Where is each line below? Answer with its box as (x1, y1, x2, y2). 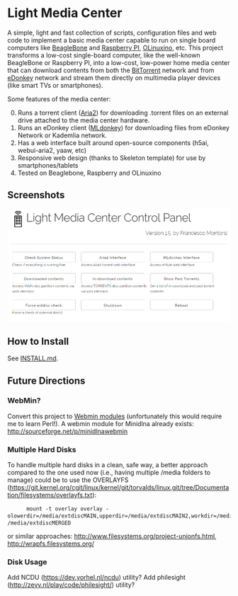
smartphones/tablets (17, 161, 79, 169)
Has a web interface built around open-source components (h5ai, (17, 138, 209, 147)
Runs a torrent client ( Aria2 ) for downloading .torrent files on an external (17, 108, 229, 117)
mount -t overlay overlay (25, 505, 103, 512)
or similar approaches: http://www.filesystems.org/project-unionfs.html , (7, 532, 217, 541)
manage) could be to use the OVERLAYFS (7, 476, 129, 484)
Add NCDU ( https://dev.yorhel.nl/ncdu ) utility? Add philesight (7, 573, 186, 582)
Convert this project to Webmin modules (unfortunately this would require (7, 412, 222, 420)
